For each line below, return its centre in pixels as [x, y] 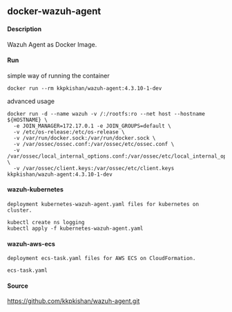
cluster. [20, 210]
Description [25, 29]
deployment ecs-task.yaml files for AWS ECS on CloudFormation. [101, 259]
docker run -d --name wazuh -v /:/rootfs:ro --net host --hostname [106, 113]
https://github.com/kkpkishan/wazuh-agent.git [74, 301]
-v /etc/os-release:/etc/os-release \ [69, 132]
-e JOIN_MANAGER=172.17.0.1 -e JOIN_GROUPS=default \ [92, 126]
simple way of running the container [59, 75]
